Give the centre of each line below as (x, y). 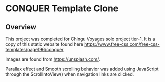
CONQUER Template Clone (62, 9)
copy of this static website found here (44, 44)
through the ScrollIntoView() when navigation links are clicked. (70, 74)
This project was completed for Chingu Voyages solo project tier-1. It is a (80, 39)
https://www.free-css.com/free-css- (122, 44)
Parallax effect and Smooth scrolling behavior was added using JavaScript (82, 69)
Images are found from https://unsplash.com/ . (53, 59)
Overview (21, 27)
